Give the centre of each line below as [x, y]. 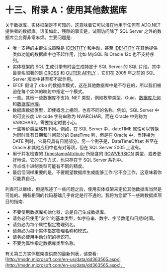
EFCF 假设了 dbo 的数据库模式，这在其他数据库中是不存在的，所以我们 [85, 85]
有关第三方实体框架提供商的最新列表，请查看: [52, 254]
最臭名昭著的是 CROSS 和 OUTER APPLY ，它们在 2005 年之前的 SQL [83, 73]
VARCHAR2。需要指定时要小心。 [46, 122]
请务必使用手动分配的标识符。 [43, 237]
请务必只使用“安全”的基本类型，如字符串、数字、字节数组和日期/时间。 [85, 218]
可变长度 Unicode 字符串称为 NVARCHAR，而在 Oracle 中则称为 [82, 116]
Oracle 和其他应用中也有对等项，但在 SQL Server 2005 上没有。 [78, 147]
